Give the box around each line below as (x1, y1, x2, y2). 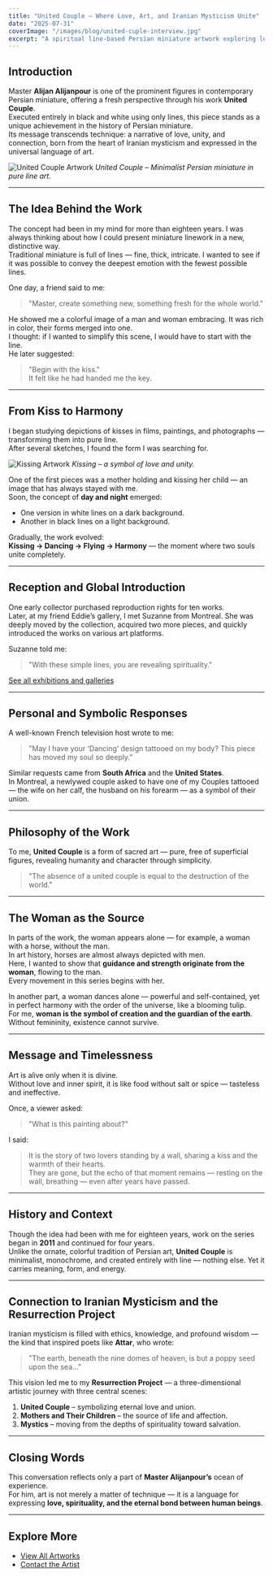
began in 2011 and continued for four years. (8, 1237, 155, 1248)
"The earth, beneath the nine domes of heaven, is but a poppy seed (28, 1353, 256, 1363)
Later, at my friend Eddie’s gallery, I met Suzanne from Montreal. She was (8, 610, 254, 620)
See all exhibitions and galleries (8, 676, 115, 685)
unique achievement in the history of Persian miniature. (8, 121, 193, 131)
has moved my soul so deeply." (28, 753, 133, 762)
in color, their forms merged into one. (8, 323, 133, 332)
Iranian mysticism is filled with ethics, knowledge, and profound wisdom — (8, 1329, 258, 1339)
